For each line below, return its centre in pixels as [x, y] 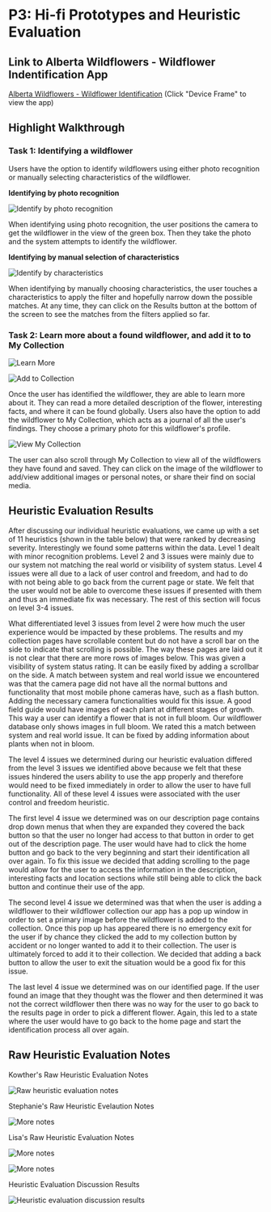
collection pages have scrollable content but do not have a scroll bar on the [134, 640]
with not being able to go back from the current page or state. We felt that [131, 582]
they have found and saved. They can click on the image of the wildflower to [136, 468]
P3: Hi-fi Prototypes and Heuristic [125, 15]
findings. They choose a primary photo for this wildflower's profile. [119, 428]
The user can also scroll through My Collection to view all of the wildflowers [135, 459]
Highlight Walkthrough [67, 128]
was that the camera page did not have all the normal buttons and [118, 683]
